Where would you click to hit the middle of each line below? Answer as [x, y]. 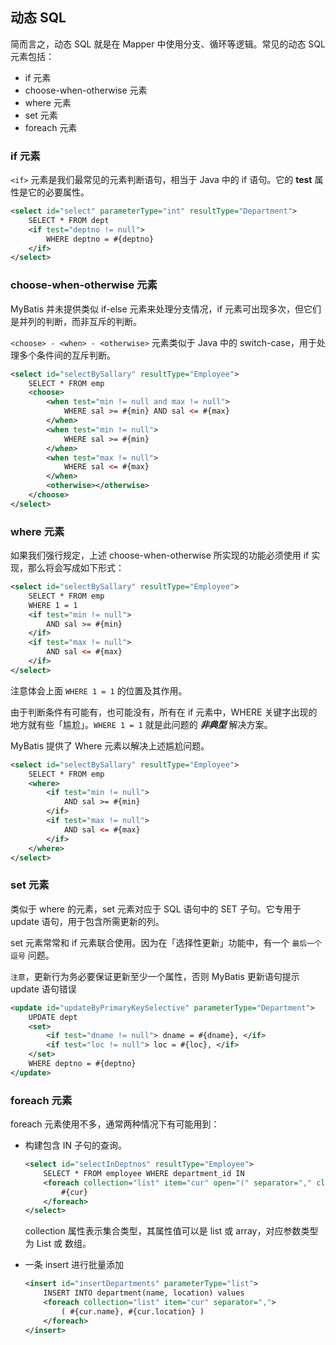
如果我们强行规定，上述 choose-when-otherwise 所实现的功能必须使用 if [160, 555]
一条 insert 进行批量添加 [74, 1265]
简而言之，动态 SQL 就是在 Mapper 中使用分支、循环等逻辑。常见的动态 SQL [168, 44]
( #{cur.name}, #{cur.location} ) [133, 1311]
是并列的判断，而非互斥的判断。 [76, 321]
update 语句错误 [43, 989]
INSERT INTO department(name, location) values [144, 1293]
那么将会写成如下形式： [76, 568]
